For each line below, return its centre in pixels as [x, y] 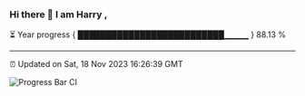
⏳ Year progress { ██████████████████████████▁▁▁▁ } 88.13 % [148, 34]
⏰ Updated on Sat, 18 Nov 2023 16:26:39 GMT [96, 64]
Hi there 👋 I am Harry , [59, 14]
